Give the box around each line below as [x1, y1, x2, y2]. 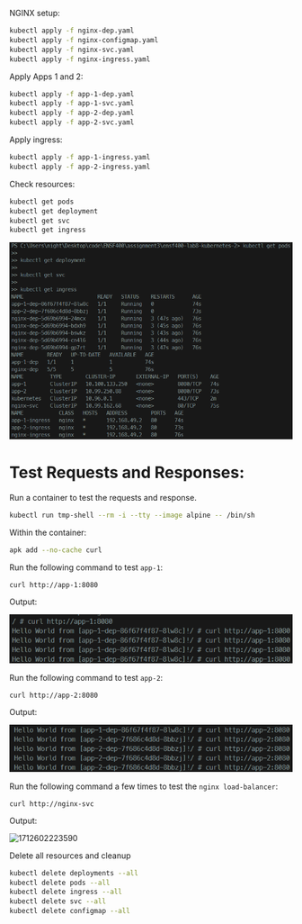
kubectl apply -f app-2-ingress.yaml [9, 162, 151, 171]
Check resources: [9, 178, 75, 189]
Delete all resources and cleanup [9, 850, 132, 861]
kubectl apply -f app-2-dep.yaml [9, 108, 135, 118]
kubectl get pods [9, 197, 75, 206]
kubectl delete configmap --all [9, 907, 130, 916]
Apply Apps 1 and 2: [9, 71, 84, 82]
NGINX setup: [9, 8, 60, 18]
